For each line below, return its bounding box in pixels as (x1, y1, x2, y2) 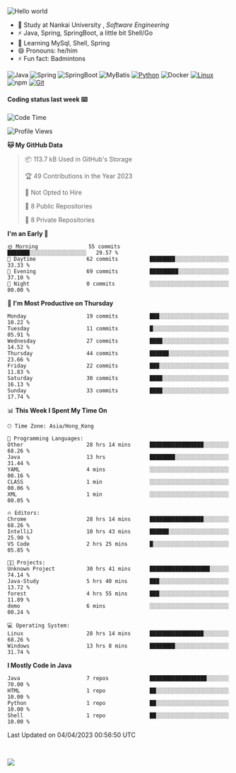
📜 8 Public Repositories (24, 202, 93, 211)
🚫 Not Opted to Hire (24, 188, 83, 197)
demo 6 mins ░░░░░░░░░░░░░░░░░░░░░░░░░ (7, 603, 230, 610)
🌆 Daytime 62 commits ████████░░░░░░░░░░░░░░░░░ (7, 255, 230, 263)
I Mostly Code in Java (7, 661, 72, 669)
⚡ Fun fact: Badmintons (17, 55, 86, 62)
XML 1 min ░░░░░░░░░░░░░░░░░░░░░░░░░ (7, 491, 230, 499)
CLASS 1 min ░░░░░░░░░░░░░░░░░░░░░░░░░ (7, 479, 230, 486)
